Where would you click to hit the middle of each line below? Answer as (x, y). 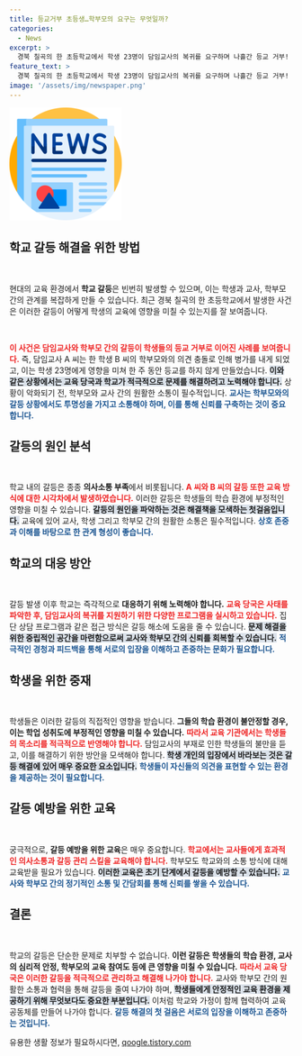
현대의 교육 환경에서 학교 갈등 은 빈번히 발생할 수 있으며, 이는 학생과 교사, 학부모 (148, 288)
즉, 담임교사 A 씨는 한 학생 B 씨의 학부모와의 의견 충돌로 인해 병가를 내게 (147, 359)
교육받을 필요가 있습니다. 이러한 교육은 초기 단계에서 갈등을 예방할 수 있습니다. (145, 872)
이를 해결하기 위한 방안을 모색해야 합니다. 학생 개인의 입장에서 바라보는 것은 (152, 755)
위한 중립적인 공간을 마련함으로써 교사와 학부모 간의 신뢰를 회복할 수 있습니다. (143, 638)
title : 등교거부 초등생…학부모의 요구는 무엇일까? (89, 19)
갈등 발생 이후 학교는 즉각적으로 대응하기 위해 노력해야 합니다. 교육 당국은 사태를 (149, 605)
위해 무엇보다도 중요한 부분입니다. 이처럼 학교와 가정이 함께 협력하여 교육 (160, 1000)
